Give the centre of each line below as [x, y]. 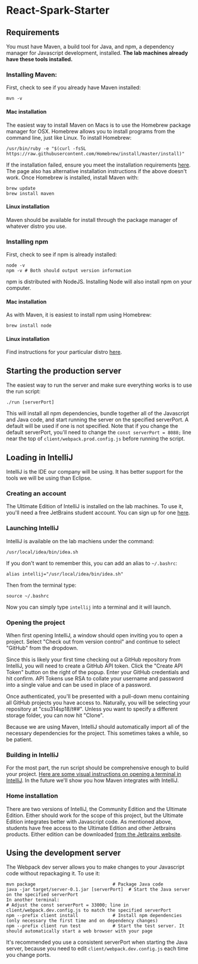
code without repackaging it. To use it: [53, 874]
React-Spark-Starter [58, 10]
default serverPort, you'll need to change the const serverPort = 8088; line [99, 433]
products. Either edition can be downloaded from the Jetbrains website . [94, 834]
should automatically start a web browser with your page [79, 931]
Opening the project [36, 622]
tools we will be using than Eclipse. [49, 478]
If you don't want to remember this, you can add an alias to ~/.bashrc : [92, 563]
